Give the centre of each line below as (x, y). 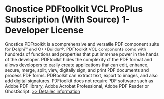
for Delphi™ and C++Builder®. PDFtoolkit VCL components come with (76, 49)
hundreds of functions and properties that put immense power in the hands (82, 54)
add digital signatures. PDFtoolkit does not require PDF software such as (79, 81)
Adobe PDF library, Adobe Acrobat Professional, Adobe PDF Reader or (77, 86)
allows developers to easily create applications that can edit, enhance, (77, 65)
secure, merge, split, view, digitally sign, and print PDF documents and (77, 70)
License (67, 30)
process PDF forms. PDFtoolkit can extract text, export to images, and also (81, 75)
